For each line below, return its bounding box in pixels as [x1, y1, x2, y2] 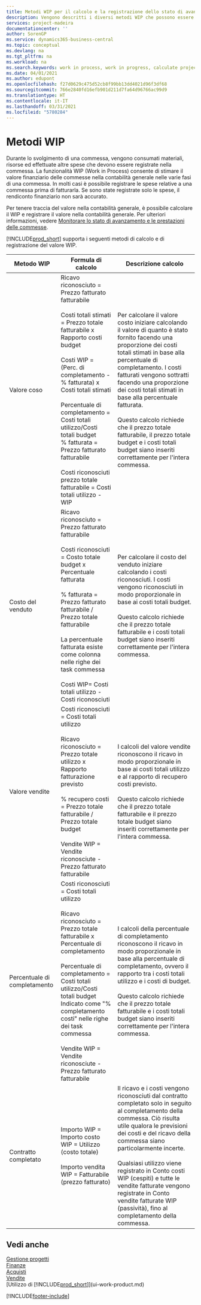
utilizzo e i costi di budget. [117, 977, 191, 985]
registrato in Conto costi [117, 1167, 185, 1175]
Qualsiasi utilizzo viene [117, 1159, 182, 1168]
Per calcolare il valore [117, 311, 178, 320]
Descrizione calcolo [125, 260, 184, 268]
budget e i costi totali [117, 438, 176, 447]
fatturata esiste [60, 643, 103, 651]
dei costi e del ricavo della [117, 1129, 191, 1138]
